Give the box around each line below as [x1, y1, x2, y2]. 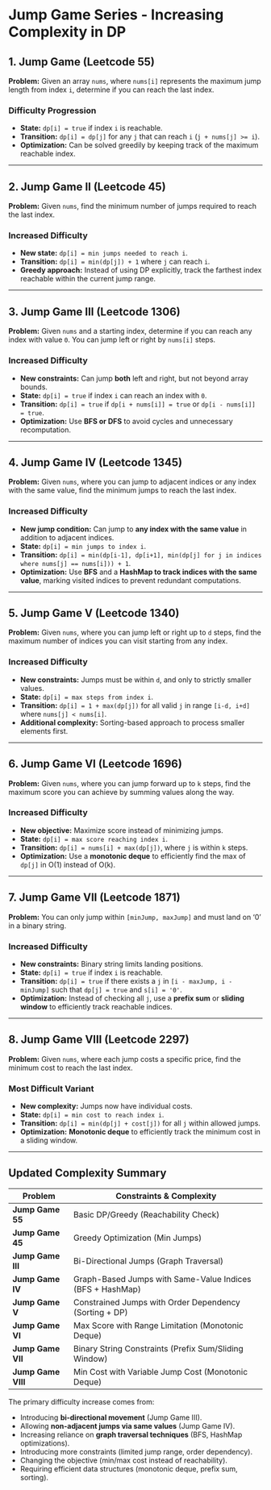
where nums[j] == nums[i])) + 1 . [19, 558, 131, 568]
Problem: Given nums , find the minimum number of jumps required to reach [8, 202, 256, 211]
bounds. [19, 381, 48, 392]
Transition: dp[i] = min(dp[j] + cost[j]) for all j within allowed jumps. [19, 1118, 261, 1128]
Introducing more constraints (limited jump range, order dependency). [19, 1446, 252, 1456]
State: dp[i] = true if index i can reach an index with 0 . [19, 390, 207, 400]
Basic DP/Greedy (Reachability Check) [73, 1209, 220, 1220]
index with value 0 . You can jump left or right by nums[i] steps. [8, 335, 216, 344]
